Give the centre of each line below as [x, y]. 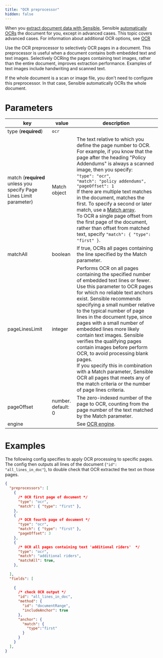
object [59, 193]
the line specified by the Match [112, 255]
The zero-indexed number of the [114, 398]
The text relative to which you [110, 139]
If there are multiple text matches [114, 192]
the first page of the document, [112, 222]
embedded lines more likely [108, 329]
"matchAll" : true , [36, 561]
